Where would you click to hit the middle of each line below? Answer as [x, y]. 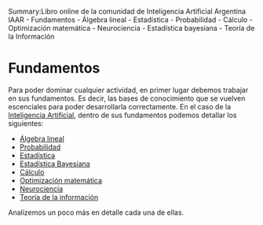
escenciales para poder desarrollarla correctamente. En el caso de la [120, 106]
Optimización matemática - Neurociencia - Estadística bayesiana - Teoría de [131, 28]
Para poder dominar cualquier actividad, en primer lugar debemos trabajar [128, 90]
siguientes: [26, 123]
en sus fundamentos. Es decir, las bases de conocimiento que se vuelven [127, 98]
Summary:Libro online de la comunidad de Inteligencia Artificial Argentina [127, 11]
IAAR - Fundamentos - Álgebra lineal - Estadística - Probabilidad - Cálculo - [130, 20]
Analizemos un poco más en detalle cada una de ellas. [96, 212]
